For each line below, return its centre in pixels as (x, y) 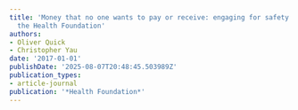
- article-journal (43, 83)
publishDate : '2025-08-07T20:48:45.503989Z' (93, 67)
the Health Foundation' (61, 26)
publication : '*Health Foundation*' (77, 91)
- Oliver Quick (37, 42)
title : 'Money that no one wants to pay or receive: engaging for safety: (151, 17)
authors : (25, 34)
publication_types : (46, 75)
